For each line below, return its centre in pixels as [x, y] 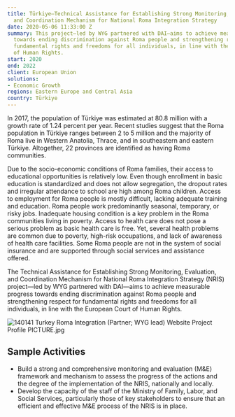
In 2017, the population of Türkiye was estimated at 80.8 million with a [107, 118]
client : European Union [42, 72]
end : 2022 [22, 66]
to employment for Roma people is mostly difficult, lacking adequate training [117, 199]
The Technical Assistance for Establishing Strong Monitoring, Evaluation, [112, 271]
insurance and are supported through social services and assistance [106, 250]
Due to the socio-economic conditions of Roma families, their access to [110, 169]
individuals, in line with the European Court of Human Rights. [95, 309]
